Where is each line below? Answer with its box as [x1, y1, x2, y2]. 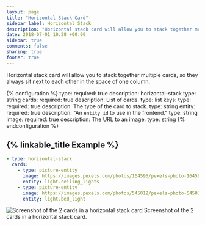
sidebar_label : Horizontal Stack [6, 20, 92, 26]
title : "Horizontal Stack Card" [6, 15, 88, 21]
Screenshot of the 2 [144, 207, 194, 214]
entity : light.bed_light [22, 196, 86, 202]
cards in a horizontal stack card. [6, 213, 87, 221]
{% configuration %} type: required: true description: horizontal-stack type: [6, 89, 196, 97]
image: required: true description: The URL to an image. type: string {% [6, 116, 185, 123]
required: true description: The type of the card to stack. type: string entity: [6, 102, 195, 110]
